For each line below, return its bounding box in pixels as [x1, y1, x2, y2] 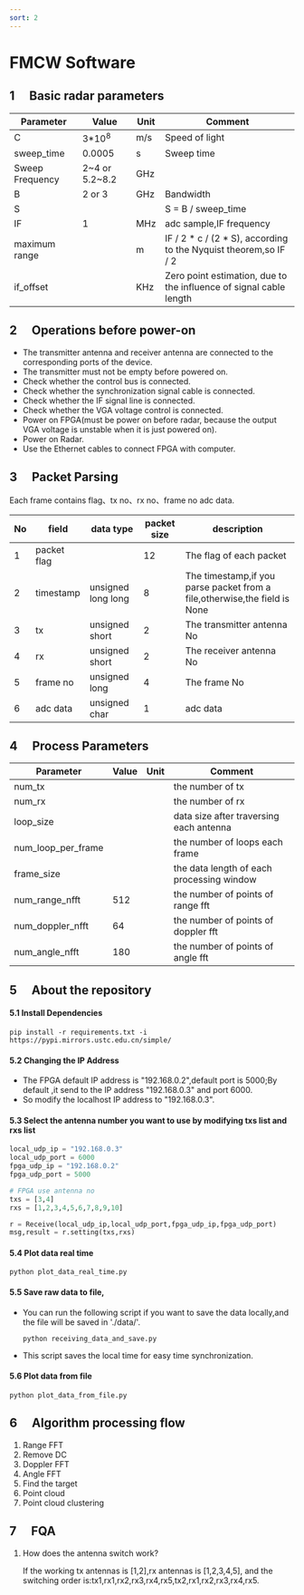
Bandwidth [165, 188, 211, 200]
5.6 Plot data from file [9, 1370, 92, 1382]
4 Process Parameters [9, 738, 149, 753]
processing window [173, 874, 257, 886]
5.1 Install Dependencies [9, 1008, 103, 1019]
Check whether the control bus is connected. [22, 375, 192, 386]
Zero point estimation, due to [165, 269, 288, 282]
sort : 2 [9, 13, 39, 23]
